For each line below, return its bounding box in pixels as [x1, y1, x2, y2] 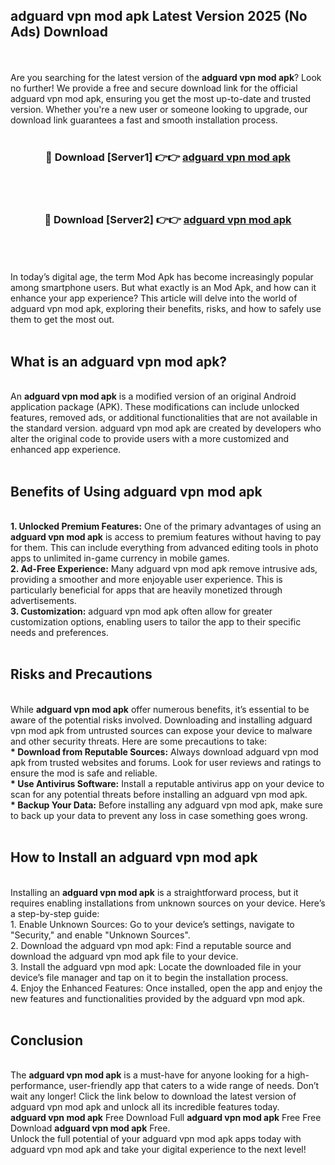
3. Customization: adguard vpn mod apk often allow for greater [10, 605, 273, 618]
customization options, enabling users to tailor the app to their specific [10, 616, 302, 628]
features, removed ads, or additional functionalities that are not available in [10, 412, 318, 424]
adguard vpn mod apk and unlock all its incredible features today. [10, 1101, 280, 1113]
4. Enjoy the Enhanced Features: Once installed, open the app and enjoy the [10, 982, 323, 994]
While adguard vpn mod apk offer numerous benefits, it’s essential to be [10, 703, 310, 715]
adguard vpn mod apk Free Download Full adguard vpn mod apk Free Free [10, 1112, 322, 1124]
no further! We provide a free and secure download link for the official [10, 82, 298, 94]
